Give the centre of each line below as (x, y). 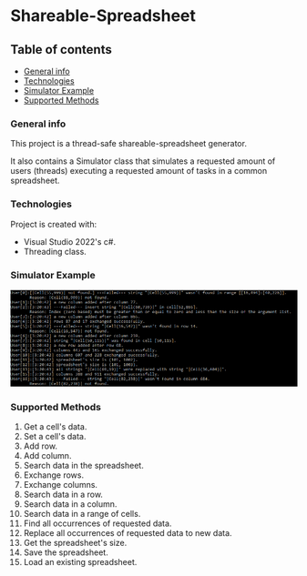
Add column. (47, 456)
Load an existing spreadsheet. (80, 562)
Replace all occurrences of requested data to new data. (128, 533)
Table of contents (61, 50)
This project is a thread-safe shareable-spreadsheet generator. (128, 144)
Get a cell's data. (55, 427)
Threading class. (55, 251)
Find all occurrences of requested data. (97, 523)
